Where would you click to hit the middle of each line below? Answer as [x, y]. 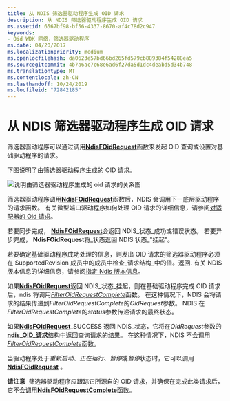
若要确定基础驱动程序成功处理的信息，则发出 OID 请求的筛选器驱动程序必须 [114, 254]
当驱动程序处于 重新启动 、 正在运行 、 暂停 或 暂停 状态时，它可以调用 [101, 358]
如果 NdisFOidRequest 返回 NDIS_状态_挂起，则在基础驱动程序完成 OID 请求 [114, 286]
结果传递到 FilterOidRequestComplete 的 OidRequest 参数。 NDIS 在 [112, 303]
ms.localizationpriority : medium [55, 52]
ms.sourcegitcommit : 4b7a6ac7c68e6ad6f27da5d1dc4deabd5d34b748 [100, 65]
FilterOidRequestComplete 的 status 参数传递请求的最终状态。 [92, 312]
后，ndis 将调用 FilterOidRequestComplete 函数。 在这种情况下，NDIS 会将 [111, 295]
